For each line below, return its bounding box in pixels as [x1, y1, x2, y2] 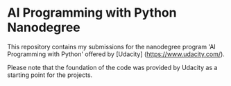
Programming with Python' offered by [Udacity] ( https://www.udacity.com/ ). [7, 50, 225, 58]
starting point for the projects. [7, 71, 93, 79]
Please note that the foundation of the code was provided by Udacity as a [7, 63, 218, 71]
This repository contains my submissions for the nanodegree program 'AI [7, 42, 216, 51]
